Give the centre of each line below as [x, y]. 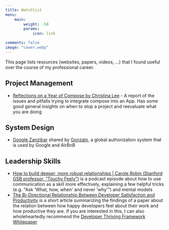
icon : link [44, 34]
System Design [30, 127]
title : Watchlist [24, 10]
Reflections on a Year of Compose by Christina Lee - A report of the [83, 95]
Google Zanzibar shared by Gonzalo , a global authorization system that [87, 140]
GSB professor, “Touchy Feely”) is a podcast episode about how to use [87, 179]
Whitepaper [25, 222]
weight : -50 [36, 24]
